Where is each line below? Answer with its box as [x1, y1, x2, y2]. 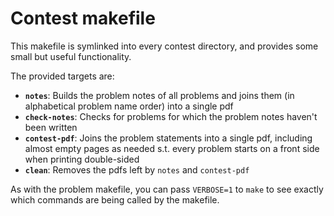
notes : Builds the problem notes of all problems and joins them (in [24, 89, 295, 101]
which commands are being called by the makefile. [10, 193, 220, 206]
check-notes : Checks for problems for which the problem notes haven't [24, 110, 318, 122]
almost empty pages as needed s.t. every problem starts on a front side [24, 142, 320, 154]
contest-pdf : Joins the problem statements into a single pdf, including [24, 132, 313, 144]
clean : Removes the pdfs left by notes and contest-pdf [24, 163, 250, 176]
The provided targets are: [10, 70, 115, 82]
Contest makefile [10, 7, 156, 30]
